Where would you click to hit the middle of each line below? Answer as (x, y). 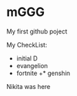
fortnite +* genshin (43, 73)
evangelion (32, 65)
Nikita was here (29, 86)
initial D (27, 58)
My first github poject (37, 31)
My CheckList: (27, 45)
